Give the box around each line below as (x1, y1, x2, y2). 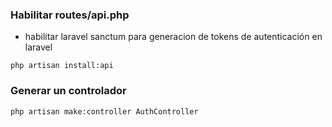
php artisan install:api (10, 61, 114, 71)
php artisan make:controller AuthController (10, 106, 199, 117)
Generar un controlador (10, 84, 127, 98)
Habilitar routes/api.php (10, 8, 130, 22)
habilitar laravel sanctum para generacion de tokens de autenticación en (24, 31, 323, 43)
